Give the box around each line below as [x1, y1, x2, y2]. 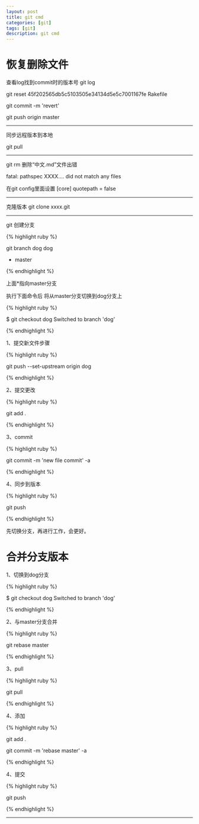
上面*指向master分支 [6, 280, 57, 287]
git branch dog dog [6, 245, 53, 252]
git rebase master [6, 642, 49, 649]
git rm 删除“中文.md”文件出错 [6, 161, 78, 168]
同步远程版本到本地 [6, 132, 53, 139]
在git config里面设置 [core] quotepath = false [6, 185, 117, 193]
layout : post [6, 8, 38, 15]
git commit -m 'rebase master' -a [6, 747, 87, 754]
